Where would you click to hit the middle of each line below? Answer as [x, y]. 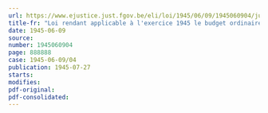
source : [21, 38]
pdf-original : [32, 90]
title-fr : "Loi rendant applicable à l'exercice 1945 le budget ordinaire [135, 23]
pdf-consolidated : [39, 97]
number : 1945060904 [41, 45]
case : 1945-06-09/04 [43, 60]
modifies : [25, 82]
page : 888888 [30, 53]
